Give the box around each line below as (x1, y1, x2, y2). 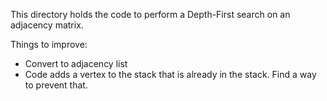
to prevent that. (24, 79, 88, 91)
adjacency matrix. (10, 19, 84, 31)
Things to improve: (10, 39, 88, 50)
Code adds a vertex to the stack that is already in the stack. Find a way (24, 69, 317, 80)
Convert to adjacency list (24, 58, 128, 69)
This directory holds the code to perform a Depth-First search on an (10, 9, 291, 20)
